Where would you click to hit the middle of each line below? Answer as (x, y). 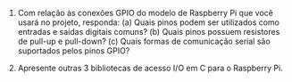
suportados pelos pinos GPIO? (74, 51)
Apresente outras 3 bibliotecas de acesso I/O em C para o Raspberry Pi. (150, 68)
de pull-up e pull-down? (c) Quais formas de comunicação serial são (144, 41)
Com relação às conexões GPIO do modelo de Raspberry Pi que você (146, 13)
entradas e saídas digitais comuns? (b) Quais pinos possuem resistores (149, 32)
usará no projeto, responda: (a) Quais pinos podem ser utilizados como (148, 22)
